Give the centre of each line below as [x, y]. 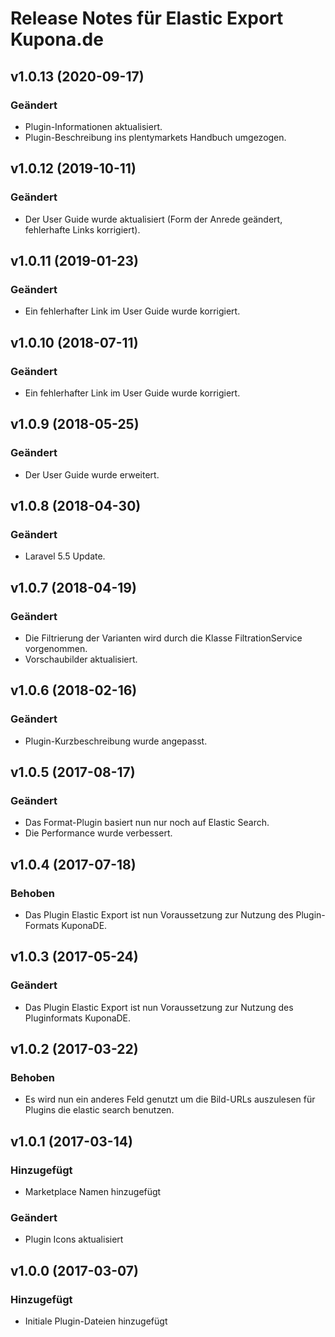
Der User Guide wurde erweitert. [92, 474]
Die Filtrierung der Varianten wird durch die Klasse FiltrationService [163, 638]
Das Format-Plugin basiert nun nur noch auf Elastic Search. [147, 823]
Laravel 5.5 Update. [65, 556]
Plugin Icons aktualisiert [74, 1239]
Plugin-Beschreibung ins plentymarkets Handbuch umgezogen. [155, 137]
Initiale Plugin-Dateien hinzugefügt [96, 1321]
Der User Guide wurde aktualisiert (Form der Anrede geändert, [153, 219]
